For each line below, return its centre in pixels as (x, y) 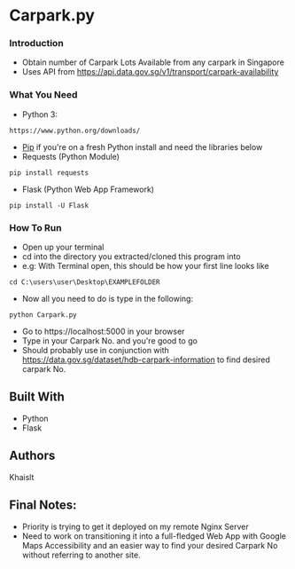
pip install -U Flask (49, 205)
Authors (32, 456)
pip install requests (49, 173)
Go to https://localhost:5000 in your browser (103, 332)
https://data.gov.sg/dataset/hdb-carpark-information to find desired (146, 360)
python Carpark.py (43, 315)
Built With (37, 397)
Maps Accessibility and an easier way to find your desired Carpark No (150, 545)
